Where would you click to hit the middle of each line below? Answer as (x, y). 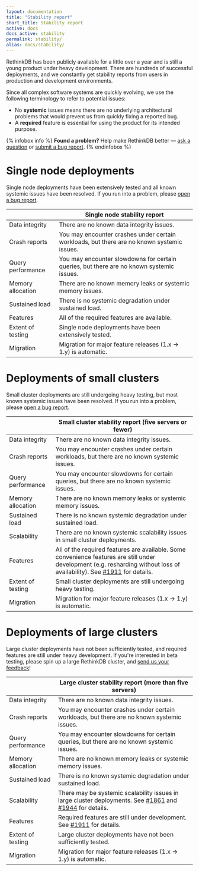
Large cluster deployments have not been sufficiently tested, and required (96, 649)
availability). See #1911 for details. (104, 571)
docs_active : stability (36, 34)
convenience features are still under (105, 556)
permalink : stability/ (34, 39)
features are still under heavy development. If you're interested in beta (92, 655)
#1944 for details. (83, 807)
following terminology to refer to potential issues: (66, 98)
